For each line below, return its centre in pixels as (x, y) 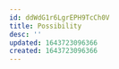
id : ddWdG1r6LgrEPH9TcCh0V (59, 17)
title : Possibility (46, 26)
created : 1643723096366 (54, 51)
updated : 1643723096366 (54, 43)
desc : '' (25, 34)
